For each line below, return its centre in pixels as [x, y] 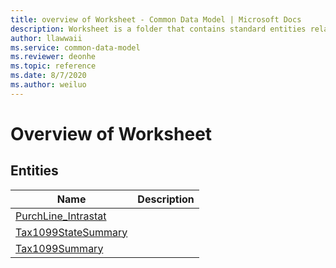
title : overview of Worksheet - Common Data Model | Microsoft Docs [156, 19]
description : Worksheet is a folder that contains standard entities [158, 29]
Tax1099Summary [59, 248]
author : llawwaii [46, 38]
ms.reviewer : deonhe [53, 57]
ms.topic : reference [53, 66]
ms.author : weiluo [48, 85]
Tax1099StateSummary [71, 232]
